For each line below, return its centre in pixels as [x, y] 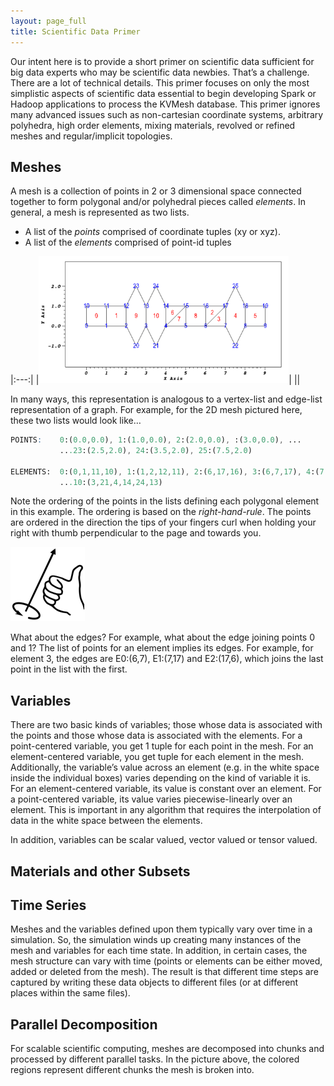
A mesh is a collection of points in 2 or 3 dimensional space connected [156, 191]
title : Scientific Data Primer [75, 31]
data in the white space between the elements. [106, 821]
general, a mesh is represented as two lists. [100, 212]
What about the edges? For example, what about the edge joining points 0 [163, 637]
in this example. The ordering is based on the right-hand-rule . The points [161, 512]
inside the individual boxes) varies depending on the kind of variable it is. [161, 778]
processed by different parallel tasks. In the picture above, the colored [155, 1059]
